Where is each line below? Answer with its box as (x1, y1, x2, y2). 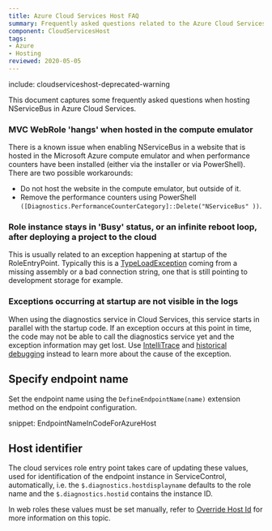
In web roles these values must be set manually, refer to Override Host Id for (8, 504, 263, 515)
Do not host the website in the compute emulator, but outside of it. (19, 184, 241, 194)
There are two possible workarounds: (8, 168, 134, 178)
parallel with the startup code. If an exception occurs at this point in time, (8, 323, 253, 332)
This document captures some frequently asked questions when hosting (8, 95, 250, 105)
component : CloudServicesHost (8, 27, 111, 35)
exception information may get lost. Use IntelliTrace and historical (8, 340, 227, 349)
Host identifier (8, 441, 83, 455)
